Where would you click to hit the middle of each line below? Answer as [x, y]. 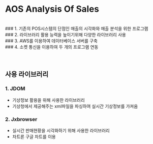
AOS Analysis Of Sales [52, 9]
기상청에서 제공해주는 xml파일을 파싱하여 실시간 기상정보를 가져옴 [75, 106]
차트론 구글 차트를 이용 [34, 137]
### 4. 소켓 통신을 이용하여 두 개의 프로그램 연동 [52, 47]
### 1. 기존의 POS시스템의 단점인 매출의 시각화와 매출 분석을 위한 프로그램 [77, 29]
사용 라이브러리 [27, 74]
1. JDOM [15, 88]
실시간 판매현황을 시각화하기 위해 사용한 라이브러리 [61, 130]
